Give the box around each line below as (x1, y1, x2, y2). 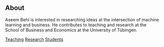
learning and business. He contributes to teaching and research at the (5, 22, 147, 28)
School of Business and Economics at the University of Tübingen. (5, 27, 137, 33)
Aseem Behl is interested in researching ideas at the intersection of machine (5, 16, 160, 22)
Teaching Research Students (5, 36, 64, 42)
